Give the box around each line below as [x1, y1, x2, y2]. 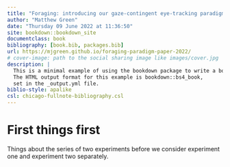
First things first [7, 123, 101, 138]
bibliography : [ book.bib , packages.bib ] [7, 42, 125, 49]
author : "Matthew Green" [7, 16, 78, 23]
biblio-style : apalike [7, 86, 72, 93]
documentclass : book [7, 36, 66, 42]
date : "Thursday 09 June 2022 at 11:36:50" [7, 23, 133, 29]
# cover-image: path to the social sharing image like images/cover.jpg [7, 55, 219, 62]
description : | [7, 61, 51, 68]
